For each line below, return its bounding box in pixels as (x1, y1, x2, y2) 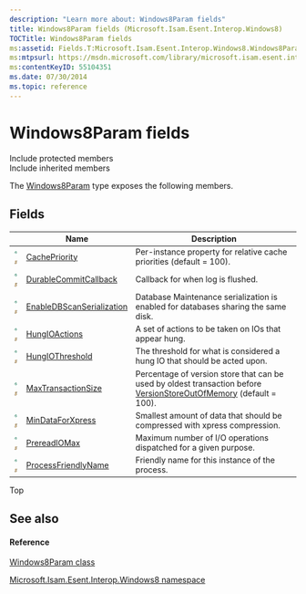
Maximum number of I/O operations (135, 432, 269, 443)
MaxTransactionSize (25, 383, 103, 393)
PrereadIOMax (25, 437, 80, 448)
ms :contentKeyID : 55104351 (9, 63, 112, 72)
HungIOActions (25, 328, 84, 339)
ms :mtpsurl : (9, 53, 55, 63)
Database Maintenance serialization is (135, 291, 278, 302)
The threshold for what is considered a (135, 346, 280, 357)
